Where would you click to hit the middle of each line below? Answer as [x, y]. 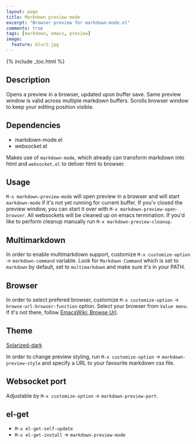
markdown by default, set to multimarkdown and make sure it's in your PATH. [96, 267]
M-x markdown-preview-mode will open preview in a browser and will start [93, 196]
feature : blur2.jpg [35, 45]
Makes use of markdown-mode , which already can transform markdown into [95, 157]
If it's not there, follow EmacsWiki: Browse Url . [62, 312]
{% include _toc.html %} [36, 61]
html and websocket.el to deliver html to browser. [66, 164]
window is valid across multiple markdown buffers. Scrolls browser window [97, 101]
